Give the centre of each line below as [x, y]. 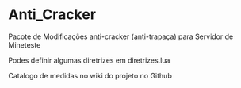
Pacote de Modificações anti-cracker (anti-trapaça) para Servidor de [121, 36]
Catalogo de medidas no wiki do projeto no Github [90, 75]
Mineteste [25, 44]
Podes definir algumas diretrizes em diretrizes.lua [89, 60]
